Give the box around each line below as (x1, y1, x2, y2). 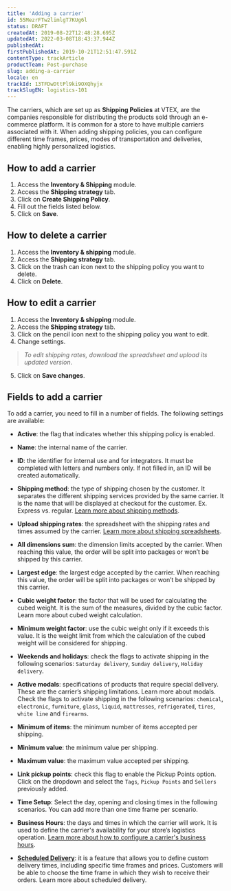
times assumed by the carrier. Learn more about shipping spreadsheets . (16, 527, 222, 535)
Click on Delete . (16, 277, 63, 286)
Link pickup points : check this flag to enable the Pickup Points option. (16, 770, 217, 778)
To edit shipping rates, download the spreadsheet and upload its (23, 350, 208, 358)
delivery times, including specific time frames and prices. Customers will (16, 861, 223, 870)
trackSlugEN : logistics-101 (7, 87, 88, 94)
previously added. (16, 785, 69, 793)
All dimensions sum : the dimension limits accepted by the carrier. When (16, 541, 223, 549)
